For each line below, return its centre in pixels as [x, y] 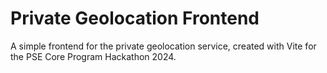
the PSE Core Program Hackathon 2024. [93, 56]
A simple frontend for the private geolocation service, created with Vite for [163, 46]
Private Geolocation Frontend [135, 18]
